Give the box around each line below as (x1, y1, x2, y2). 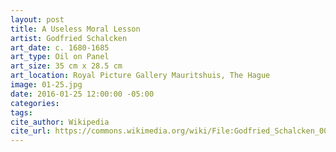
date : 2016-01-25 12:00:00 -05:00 (10, 89, 155, 99)
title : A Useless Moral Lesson (10, 24, 141, 34)
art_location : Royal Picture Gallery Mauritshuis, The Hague (10, 71, 271, 81)
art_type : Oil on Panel (10, 52, 110, 62)
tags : (10, 107, 33, 118)
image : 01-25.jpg (10, 80, 83, 90)
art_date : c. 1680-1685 (10, 42, 110, 53)
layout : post (10, 14, 65, 25)
